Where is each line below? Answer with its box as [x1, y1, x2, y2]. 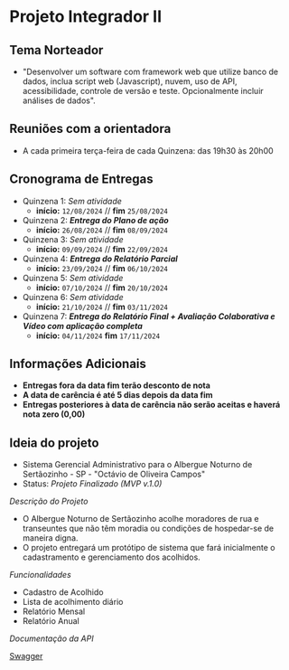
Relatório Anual [22, 616, 79, 627]
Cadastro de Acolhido [22, 587, 104, 598]
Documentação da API [9, 633, 94, 644]
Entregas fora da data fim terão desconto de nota [22, 380, 210, 391]
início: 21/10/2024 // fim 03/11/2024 [35, 301, 169, 312]
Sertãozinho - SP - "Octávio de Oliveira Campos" [22, 468, 206, 480]
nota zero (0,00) [22, 409, 86, 420]
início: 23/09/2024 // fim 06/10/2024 [35, 262, 169, 273]
